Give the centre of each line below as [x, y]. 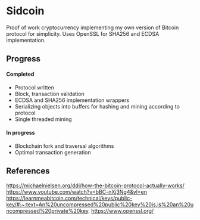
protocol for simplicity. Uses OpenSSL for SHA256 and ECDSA [83, 33]
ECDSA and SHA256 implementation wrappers [72, 100]
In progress [21, 133]
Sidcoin [25, 11]
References [28, 171]
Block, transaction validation [49, 94]
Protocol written [35, 87]
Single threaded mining [43, 119]
